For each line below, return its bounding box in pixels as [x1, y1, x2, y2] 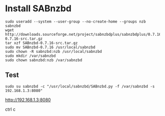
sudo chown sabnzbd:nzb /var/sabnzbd [5, 57, 82, 63]
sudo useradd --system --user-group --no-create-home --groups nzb [5, 19, 146, 24]
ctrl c [5, 106, 16, 112]
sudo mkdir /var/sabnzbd [5, 53, 56, 58]
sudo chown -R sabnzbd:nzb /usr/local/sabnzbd [5, 49, 102, 54]
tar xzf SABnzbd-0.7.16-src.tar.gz [5, 40, 78, 46]
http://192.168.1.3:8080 [5, 96, 51, 103]
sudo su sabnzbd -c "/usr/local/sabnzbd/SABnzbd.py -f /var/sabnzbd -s [5, 84, 155, 89]
